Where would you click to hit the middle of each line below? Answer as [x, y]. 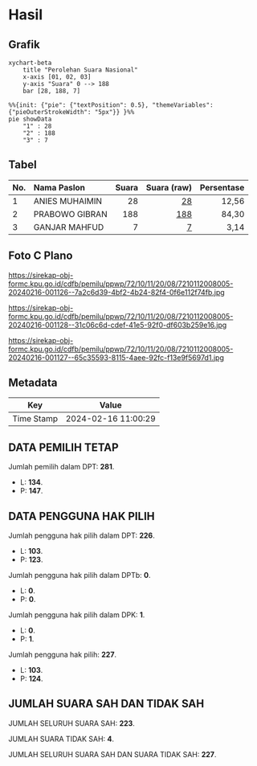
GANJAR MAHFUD [69, 227]
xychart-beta [30, 63]
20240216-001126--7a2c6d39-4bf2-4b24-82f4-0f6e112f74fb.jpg [116, 292]
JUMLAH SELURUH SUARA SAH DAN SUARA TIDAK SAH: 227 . [112, 754]
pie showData [30, 119]
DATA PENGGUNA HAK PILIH [82, 516]
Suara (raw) [169, 187]
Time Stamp [35, 419]
